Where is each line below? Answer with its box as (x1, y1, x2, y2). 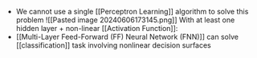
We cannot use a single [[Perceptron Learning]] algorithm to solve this (15, 7, 249, 16)
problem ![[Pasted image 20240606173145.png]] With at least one (15, 15, 235, 25)
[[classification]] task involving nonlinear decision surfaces (15, 41, 211, 50)
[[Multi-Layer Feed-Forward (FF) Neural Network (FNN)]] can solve (15, 32, 239, 41)
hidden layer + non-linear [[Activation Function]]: (15, 24, 178, 33)
